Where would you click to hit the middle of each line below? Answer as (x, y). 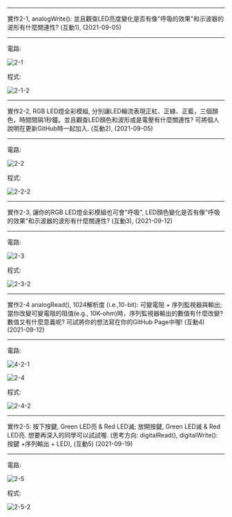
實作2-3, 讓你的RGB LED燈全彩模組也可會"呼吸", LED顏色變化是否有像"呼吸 (114, 212)
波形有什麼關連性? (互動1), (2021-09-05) (65, 27)
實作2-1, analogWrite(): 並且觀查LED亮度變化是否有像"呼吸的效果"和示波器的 (116, 19)
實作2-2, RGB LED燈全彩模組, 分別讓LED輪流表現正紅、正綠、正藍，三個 (110, 111)
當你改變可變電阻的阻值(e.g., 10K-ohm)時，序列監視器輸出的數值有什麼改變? (115, 313)
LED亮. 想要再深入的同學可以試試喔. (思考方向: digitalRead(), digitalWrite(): (113, 435)
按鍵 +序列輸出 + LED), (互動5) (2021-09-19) (70, 444)
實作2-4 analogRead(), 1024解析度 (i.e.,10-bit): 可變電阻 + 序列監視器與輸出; (115, 304)
